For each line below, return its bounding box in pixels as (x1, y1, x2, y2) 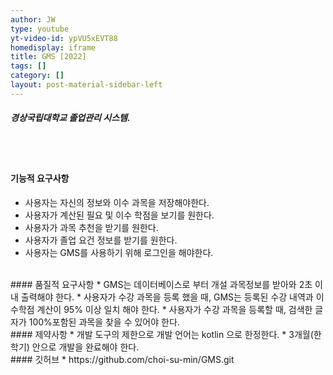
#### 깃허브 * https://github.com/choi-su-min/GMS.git (10, 353, 235, 365)
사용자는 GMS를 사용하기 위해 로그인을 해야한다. (24, 246, 214, 258)
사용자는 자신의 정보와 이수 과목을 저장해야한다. (24, 196, 210, 208)
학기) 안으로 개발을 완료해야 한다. (10, 341, 140, 353)
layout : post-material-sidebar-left (10, 80, 163, 90)
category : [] (10, 71, 65, 81)
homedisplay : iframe (10, 42, 97, 53)
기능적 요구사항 (10, 172, 70, 185)
